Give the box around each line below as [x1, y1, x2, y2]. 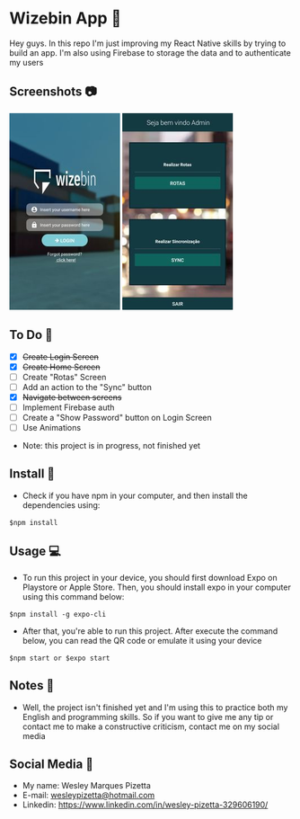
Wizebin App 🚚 [9, 8, 122, 29]
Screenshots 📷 [9, 85, 97, 100]
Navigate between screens [22, 391, 122, 403]
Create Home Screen [22, 361, 101, 372]
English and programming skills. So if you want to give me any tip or [22, 711, 274, 722]
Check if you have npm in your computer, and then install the [22, 490, 249, 501]
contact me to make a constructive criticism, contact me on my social [22, 721, 280, 732]
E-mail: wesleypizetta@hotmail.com [22, 790, 155, 801]
